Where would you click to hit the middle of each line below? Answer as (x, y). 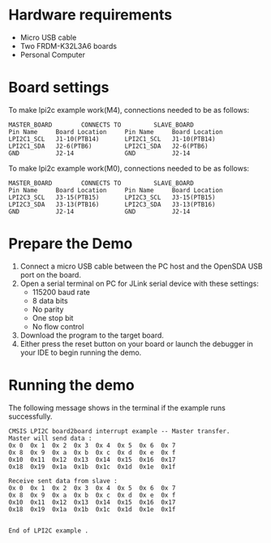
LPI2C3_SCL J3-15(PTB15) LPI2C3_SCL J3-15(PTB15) (112, 197)
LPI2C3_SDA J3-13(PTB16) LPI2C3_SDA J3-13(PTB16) (112, 205)
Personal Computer (52, 54)
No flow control (58, 326)
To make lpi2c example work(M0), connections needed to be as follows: (129, 168)
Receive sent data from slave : (63, 481)
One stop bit (53, 317)
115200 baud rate (61, 292)
